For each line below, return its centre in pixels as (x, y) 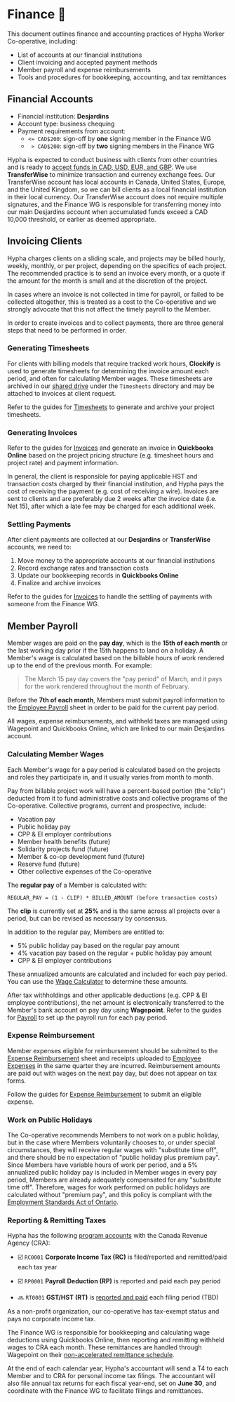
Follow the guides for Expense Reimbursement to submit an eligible (105, 1094)
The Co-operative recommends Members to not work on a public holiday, (113, 1135)
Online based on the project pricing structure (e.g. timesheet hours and (110, 455)
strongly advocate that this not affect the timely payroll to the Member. (109, 309)
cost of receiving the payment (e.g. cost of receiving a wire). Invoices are (113, 491)
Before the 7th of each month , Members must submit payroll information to (116, 700)
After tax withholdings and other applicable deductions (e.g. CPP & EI (107, 995)
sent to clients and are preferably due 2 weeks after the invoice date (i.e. (112, 499)
